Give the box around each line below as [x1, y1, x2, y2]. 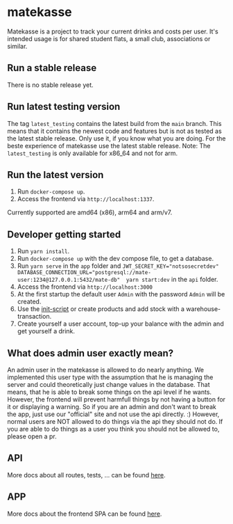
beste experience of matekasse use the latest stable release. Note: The [7, 141, 211, 150]
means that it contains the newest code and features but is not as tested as [7, 127, 222, 135]
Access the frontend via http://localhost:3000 [17, 283, 153, 291]
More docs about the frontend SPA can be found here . [7, 509, 162, 518]
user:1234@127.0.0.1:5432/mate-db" [17, 276, 121, 284]
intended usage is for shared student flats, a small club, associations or [7, 34, 211, 42]
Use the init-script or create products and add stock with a [17, 305, 185, 313]
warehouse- [186, 305, 221, 313]
